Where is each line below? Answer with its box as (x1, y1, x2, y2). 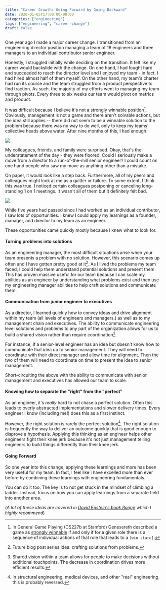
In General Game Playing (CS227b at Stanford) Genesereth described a (12, 524, 158, 530)
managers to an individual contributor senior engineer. (5, 50, 116, 56)
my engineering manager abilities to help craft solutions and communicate (5, 282, 156, 288)
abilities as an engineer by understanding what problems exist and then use (5, 276, 159, 283)
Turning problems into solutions (5, 239, 73, 245)
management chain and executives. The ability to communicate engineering (5, 320, 160, 326)
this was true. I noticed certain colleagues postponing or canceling (5, 183, 141, 189)
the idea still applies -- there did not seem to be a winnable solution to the (5, 117, 156, 123)
